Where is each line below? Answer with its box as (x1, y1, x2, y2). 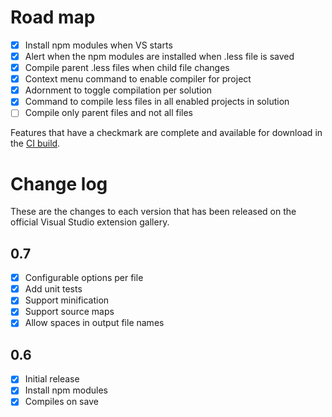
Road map (10, 6, 96, 29)
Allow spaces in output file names (24, 317, 165, 329)
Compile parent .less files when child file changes (24, 62, 230, 74)
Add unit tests (24, 283, 83, 295)
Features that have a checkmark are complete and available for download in (10, 127, 323, 139)
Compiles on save (24, 396, 99, 408)
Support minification (24, 294, 110, 306)
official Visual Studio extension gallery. (10, 216, 170, 228)
